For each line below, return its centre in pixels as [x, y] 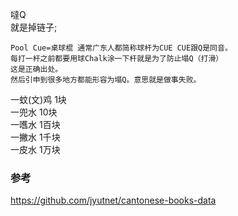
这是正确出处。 [36, 69]
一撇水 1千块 [35, 137]
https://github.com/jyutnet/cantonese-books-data [113, 200]
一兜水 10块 [34, 112]
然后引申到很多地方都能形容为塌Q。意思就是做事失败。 [106, 80]
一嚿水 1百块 [35, 124]
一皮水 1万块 [35, 149]
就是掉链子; [34, 27]
